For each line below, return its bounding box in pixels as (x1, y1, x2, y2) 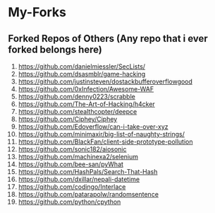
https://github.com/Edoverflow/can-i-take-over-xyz (18, 122, 168, 131)
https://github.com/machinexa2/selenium (18, 153, 139, 161)
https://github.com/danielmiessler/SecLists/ (18, 62, 146, 71)
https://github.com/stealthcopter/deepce (18, 108, 137, 115)
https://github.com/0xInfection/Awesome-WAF (18, 85, 154, 93)
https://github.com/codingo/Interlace (18, 183, 126, 191)
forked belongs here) (8, 43, 103, 55)
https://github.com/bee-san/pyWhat (18, 160, 124, 168)
